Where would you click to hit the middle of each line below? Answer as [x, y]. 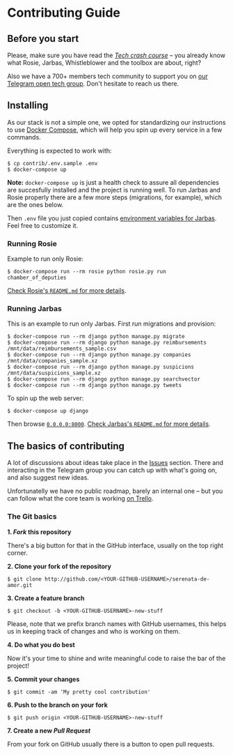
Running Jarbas [35, 309]
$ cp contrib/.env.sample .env [53, 163]
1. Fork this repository [39, 532]
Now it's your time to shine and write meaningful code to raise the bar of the [116, 658]
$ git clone [24, 579]
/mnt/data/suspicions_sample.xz [54, 373]
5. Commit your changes [43, 679]
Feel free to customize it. [43, 225]
